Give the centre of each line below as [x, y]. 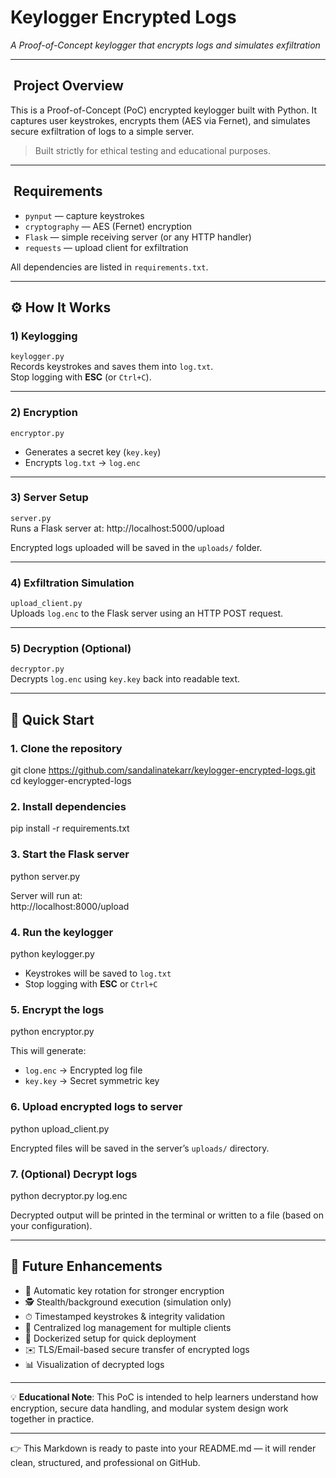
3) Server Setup [49, 498]
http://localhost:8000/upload [70, 906]
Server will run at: [46, 895]
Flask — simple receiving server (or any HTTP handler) [138, 237]
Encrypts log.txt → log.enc [82, 462]
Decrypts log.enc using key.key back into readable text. [125, 679]
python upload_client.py [60, 1128]
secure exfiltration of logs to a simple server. [102, 131]
